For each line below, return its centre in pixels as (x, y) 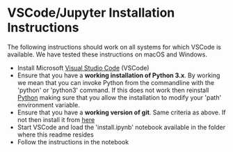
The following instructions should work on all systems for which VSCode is (114, 47)
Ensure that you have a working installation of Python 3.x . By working (119, 75)
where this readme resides (55, 135)
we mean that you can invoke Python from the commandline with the (115, 82)
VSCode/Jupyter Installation (91, 13)
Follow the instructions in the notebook (73, 142)
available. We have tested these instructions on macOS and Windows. (107, 54)
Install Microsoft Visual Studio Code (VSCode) (83, 68)
